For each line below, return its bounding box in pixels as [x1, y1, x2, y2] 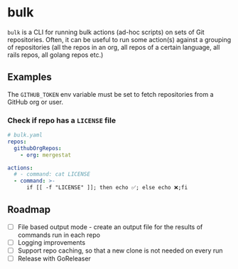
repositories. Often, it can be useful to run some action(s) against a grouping [7, 35, 232, 43]
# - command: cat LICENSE [13, 171, 91, 178]
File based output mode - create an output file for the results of [17, 222, 203, 231]
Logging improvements [17, 238, 86, 246]
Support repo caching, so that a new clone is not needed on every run [17, 246, 223, 255]
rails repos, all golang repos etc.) [7, 51, 104, 59]
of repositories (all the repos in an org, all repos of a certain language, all [7, 43, 220, 51]
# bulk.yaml [7, 132, 43, 139]
